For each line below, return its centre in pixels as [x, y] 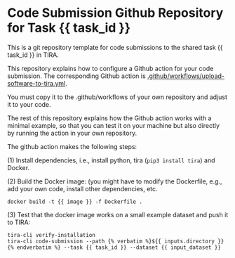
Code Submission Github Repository [115, 13]
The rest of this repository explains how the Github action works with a [109, 118]
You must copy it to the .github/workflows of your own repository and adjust [117, 97]
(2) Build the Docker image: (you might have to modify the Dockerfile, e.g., [115, 181]
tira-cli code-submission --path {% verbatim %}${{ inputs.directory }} [116, 241]
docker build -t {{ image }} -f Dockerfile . [75, 202]
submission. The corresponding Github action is [76, 76]
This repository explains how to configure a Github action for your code [110, 68]
